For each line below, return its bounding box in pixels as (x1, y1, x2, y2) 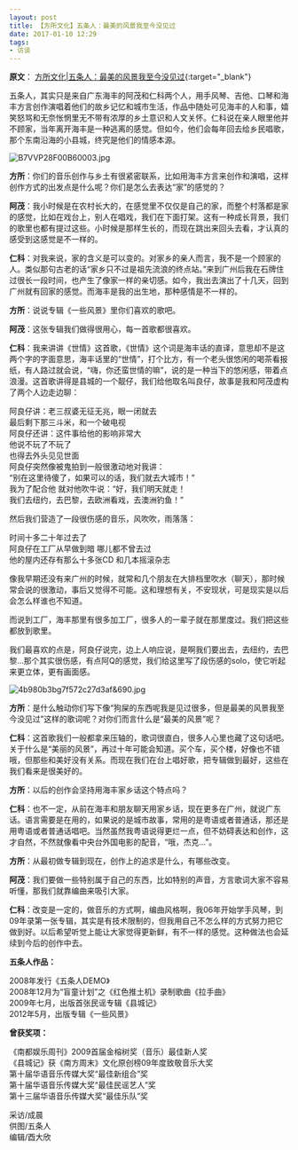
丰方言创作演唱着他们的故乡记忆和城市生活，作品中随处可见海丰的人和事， (9, 101, 281, 112)
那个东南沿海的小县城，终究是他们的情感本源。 (9, 135, 180, 146)
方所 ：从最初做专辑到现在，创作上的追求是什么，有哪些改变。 (9, 855, 235, 866)
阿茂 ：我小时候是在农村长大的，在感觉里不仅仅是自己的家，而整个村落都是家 (9, 201, 289, 211)
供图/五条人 (9, 1121, 51, 1131)
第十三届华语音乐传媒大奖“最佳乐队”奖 (9, 1091, 149, 1101)
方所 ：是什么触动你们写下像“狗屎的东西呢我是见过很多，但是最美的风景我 (9, 703, 278, 713)
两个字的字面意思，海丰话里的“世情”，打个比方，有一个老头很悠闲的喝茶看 (9, 354, 281, 365)
